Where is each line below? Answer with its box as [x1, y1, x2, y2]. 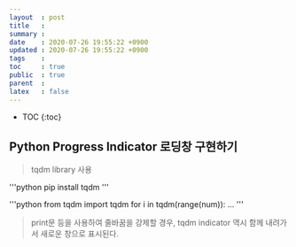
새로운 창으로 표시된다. [40, 228, 120, 239]
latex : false [9, 87, 69, 96]
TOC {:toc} [21, 112, 62, 122]
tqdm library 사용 [30, 165, 93, 175]
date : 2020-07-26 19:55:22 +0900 [9, 37, 149, 47]
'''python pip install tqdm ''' [9, 182, 109, 193]
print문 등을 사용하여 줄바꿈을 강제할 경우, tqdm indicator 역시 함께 [30, 218, 264, 228]
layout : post [9, 12, 66, 22]
